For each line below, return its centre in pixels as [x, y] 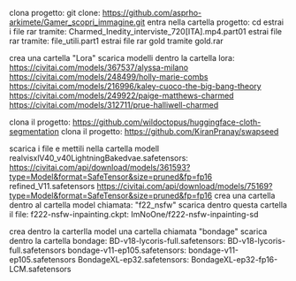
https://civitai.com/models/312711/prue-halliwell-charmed [114, 105]
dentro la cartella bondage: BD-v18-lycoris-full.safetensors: [118, 241]
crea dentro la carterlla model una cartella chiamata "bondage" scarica [138, 232]
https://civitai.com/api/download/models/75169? [185, 186]
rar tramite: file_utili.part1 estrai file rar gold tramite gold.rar [116, 41]
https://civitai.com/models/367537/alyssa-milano [99, 67]
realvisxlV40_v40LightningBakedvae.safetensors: [99, 158]
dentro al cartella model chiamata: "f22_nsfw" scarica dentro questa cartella [148, 205]
